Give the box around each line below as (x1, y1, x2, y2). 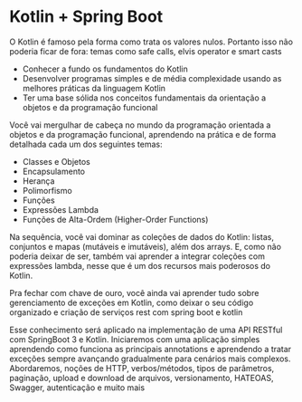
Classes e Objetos (22, 156, 90, 167)
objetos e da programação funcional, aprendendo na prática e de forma (9, 129, 277, 139)
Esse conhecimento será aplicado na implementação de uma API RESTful (9, 324, 283, 335)
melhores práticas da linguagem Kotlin (22, 82, 165, 93)
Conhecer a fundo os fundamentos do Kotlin (22, 63, 188, 74)
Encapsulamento (22, 166, 86, 177)
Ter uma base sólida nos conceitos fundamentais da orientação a (22, 92, 267, 103)
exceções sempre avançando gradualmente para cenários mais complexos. (9, 353, 291, 364)
